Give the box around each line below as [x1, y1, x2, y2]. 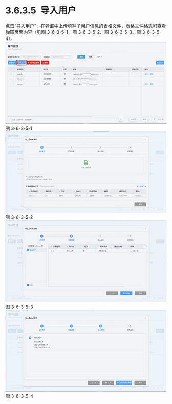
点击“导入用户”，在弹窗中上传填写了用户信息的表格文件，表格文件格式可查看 [5, 23, 166, 29]
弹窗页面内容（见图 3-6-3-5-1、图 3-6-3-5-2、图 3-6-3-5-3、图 [5, 29, 141, 35]
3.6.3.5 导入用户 [5, 5, 77, 16]
